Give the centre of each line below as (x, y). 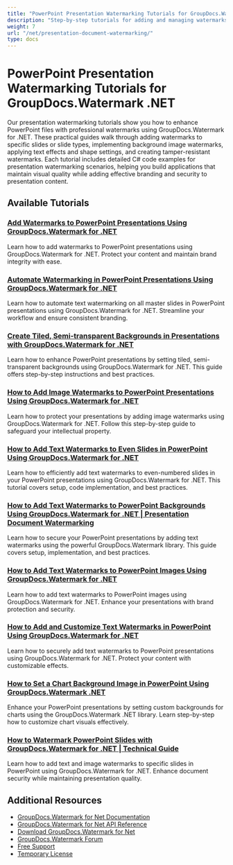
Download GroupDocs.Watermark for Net (76, 832)
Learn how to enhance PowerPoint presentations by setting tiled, (100, 360)
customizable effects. (38, 665)
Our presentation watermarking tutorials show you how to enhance (103, 123)
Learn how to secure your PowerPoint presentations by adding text (103, 538)
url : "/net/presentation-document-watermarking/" (80, 33)
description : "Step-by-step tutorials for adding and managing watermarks (118, 20)
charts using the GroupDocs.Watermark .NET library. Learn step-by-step (111, 714)
